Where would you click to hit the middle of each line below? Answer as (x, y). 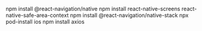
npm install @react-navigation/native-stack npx (129, 15)
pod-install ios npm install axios (45, 22)
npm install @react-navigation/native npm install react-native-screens (93, 9)
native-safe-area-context (37, 15)
